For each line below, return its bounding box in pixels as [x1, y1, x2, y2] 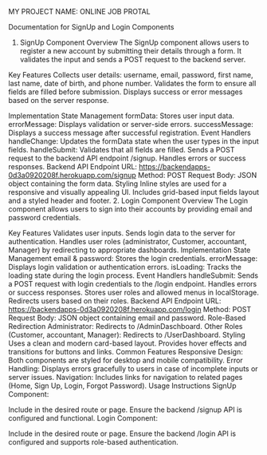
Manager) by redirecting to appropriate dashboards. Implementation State [8, 245, 251, 255]
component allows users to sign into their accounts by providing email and [8, 204, 253, 214]
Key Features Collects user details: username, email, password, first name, [8, 70, 253, 79]
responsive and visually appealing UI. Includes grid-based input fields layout [8, 188, 260, 196]
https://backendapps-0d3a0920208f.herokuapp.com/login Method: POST [8, 305, 252, 314]
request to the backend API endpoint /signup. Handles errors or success [8, 153, 246, 163]
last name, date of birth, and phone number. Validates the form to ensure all [8, 79, 257, 88]
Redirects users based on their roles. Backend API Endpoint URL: [8, 296, 222, 306]
